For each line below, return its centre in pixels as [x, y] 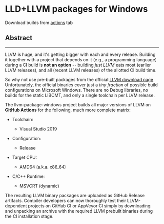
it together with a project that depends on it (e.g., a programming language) [81, 59]
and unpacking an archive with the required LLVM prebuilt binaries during [79, 211]
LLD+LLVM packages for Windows [76, 9]
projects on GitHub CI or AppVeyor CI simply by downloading [89, 206]
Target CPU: [24, 157]
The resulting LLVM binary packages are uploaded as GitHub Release [75, 195]
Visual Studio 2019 [38, 129]
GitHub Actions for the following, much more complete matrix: [68, 110]
